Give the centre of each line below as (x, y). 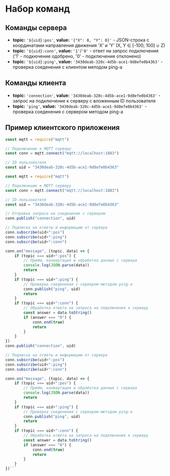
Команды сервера (36, 28)
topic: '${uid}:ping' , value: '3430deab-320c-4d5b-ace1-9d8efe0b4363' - (88, 61)
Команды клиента (36, 83)
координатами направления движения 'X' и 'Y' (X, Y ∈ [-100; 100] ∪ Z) (89, 45)
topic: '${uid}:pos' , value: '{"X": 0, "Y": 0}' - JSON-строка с (81, 40)
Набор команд (38, 9)
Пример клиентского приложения (63, 128)
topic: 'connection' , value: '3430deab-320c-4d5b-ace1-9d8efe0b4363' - (87, 95)
